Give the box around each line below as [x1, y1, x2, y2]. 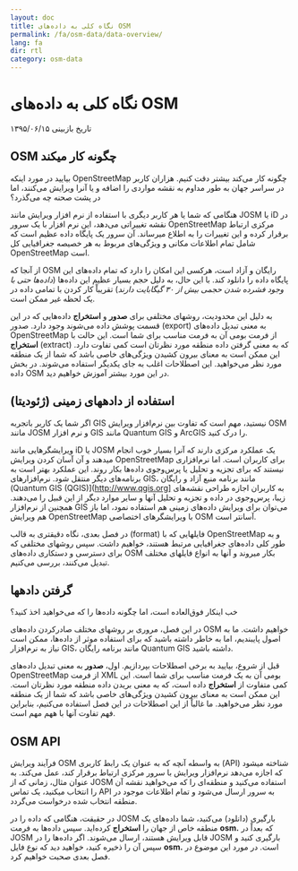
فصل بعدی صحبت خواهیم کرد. [10, 851, 111, 862]
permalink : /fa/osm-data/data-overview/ [10, 30, 164, 39]
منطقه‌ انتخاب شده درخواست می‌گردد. [10, 796, 138, 806]
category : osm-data [10, 55, 83, 64]
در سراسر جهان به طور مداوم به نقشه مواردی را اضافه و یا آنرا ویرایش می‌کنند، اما [10, 182, 285, 193]
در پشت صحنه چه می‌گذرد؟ [10, 192, 101, 203]
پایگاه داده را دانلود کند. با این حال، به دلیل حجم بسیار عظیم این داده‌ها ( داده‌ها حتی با [10, 274, 289, 285]
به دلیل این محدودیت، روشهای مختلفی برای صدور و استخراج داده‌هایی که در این [10, 310, 273, 321]
